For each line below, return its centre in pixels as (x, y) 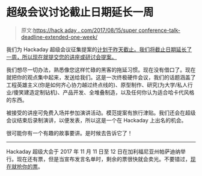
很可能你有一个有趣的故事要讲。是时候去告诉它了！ (69, 133)
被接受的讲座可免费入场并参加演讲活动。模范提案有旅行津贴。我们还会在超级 (101, 113)
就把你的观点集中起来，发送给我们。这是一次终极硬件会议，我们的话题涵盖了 (101, 77)
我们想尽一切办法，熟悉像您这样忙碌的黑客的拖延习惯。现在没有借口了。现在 (101, 69)
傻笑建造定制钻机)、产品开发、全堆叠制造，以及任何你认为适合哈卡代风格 (104, 92)
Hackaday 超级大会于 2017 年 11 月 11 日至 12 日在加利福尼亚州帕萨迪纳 (93, 151)
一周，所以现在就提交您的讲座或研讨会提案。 (62, 57)
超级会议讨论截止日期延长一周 (80, 12)
